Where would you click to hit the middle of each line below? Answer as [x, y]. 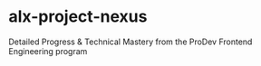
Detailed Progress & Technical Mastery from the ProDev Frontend [130, 42]
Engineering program [48, 51]
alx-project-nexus [78, 17]
